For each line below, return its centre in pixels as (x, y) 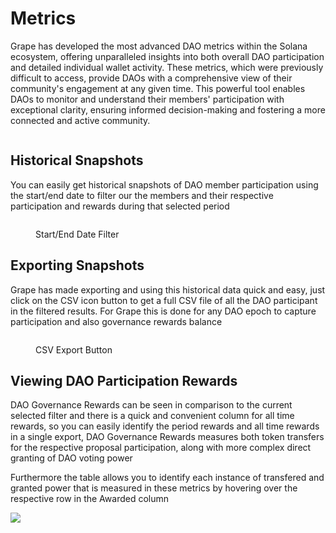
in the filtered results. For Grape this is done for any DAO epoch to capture (163, 311)
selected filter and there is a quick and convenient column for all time (152, 416)
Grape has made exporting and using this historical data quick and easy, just (168, 289)
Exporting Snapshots (77, 265)
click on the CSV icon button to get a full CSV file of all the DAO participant (164, 300)
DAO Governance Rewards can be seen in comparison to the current (151, 405)
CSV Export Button (74, 349)
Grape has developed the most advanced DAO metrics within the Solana (159, 46)
